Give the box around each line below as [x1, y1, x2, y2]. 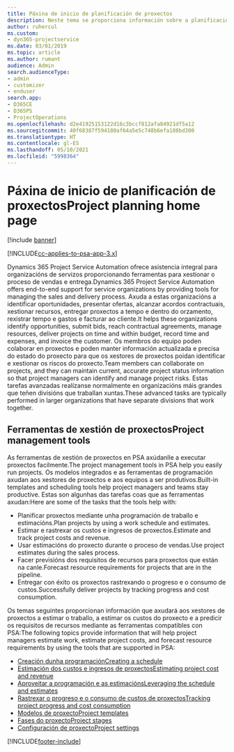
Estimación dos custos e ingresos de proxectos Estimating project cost [17, 664, 219, 672]
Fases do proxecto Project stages [17, 716, 112, 724]
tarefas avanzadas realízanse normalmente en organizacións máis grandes [7, 381, 222, 389]
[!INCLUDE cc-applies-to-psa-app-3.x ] [7, 249, 118, 257]
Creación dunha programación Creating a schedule [17, 656, 163, 665]
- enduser [7, 88, 36, 95]
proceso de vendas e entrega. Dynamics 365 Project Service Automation [7, 277, 214, 286]
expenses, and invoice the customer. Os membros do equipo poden [7, 336, 202, 345]
